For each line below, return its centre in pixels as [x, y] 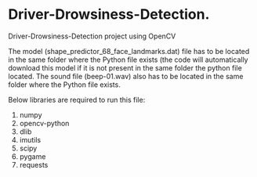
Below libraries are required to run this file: [77, 99]
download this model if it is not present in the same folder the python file [125, 67]
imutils [30, 139]
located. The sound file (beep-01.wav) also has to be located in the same [126, 76]
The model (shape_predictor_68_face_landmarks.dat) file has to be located [129, 51]
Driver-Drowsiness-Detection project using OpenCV [92, 36]
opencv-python [44, 123]
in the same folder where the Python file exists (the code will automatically [128, 60]
